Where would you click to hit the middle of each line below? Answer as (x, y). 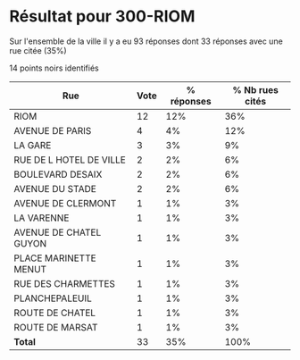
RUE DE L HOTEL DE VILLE (70, 160)
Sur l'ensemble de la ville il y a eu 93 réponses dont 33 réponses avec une (146, 41)
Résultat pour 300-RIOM (102, 17)
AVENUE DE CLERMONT (65, 203)
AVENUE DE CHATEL (58, 232)
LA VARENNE (42, 218)
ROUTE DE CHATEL (55, 313)
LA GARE (33, 145)
